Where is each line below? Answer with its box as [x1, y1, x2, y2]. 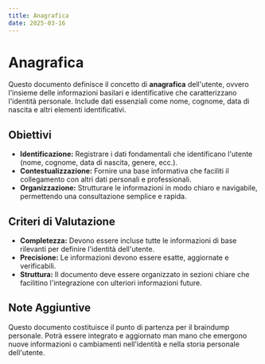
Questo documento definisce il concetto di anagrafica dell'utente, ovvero [8, 80, 249, 89]
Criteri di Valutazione [8, 214, 115, 228]
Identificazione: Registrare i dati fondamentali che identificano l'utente [19, 149, 253, 159]
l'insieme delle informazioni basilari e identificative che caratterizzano [8, 88, 237, 98]
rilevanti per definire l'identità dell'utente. [19, 245, 155, 254]
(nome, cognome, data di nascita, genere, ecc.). [19, 158, 177, 167]
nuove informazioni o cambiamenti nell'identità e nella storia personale [8, 339, 240, 349]
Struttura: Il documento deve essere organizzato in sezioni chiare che [19, 270, 250, 280]
